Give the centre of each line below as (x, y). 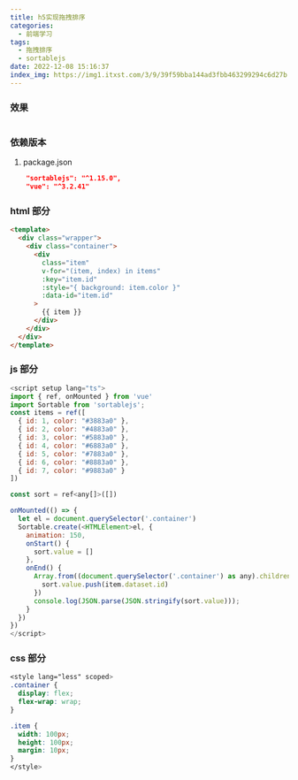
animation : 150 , (56, 535)
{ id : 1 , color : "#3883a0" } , (73, 421)
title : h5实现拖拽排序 (48, 17)
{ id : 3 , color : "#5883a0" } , (73, 438)
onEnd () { (44, 568)
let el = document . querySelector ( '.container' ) (107, 519)
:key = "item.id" (70, 279)
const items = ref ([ (48, 413)
